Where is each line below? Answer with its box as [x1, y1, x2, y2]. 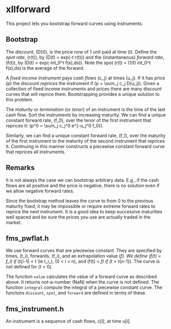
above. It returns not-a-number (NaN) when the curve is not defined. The [6, 279, 159, 285]
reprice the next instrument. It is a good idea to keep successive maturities [6, 208, 162, 214]
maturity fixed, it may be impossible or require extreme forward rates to [6, 203, 156, 209]
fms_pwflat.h [6, 234, 49, 242]
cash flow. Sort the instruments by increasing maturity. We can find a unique [6, 112, 166, 118]
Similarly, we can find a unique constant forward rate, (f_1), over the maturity [6, 132, 166, 139]
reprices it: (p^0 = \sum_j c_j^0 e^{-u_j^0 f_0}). [6, 122, 104, 128]
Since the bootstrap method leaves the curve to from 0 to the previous [6, 198, 154, 204]
